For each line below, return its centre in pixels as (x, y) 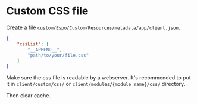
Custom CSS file (47, 11)
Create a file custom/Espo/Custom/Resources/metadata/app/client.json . (93, 27)
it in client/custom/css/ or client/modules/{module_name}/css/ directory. (96, 84)
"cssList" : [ (33, 44)
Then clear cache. (28, 96)
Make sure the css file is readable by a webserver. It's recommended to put (99, 78)
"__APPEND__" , (45, 50)
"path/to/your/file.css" (58, 55)
